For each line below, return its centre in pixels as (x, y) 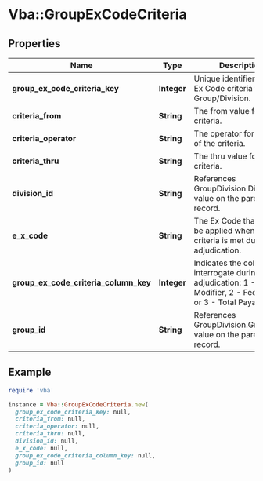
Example (30, 372)
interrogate (214, 273)
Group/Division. (222, 98)
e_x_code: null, (41, 448)
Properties (34, 44)
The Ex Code (218, 221)
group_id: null (40, 463)
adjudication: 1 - (225, 282)
